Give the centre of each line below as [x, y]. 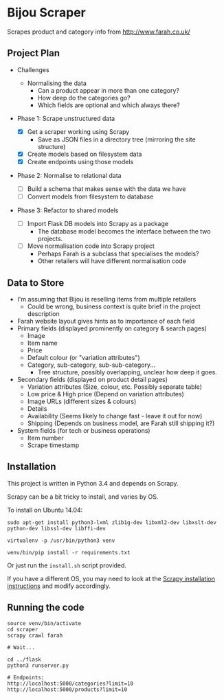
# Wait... [21, 647]
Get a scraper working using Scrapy [78, 131]
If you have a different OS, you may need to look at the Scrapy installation [111, 578]
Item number [45, 438]
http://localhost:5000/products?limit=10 [67, 689]
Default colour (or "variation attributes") [83, 358]
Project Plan [34, 53]
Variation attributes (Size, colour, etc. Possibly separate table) [115, 387]
